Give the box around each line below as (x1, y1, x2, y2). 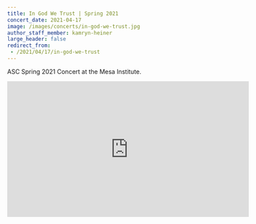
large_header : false (7, 36, 67, 43)
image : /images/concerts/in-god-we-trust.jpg (7, 23, 140, 30)
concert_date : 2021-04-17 (7, 17, 81, 23)
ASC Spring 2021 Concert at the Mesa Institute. (7, 67, 141, 76)
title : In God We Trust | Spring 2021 (7, 10, 119, 17)
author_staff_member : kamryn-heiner (7, 29, 112, 37)
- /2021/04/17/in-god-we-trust (10, 49, 100, 56)
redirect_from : (7, 42, 51, 49)
